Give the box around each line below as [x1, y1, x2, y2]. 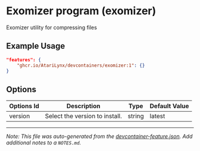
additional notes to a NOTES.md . [6, 139, 82, 146]
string [127, 112, 144, 120]
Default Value [149, 102, 189, 111]
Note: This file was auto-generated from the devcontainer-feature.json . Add [6, 133, 193, 140]
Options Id [9, 102, 40, 111]
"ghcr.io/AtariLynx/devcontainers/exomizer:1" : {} [17, 62, 145, 68]
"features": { [6, 56, 42, 63]
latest [149, 112, 165, 120]
